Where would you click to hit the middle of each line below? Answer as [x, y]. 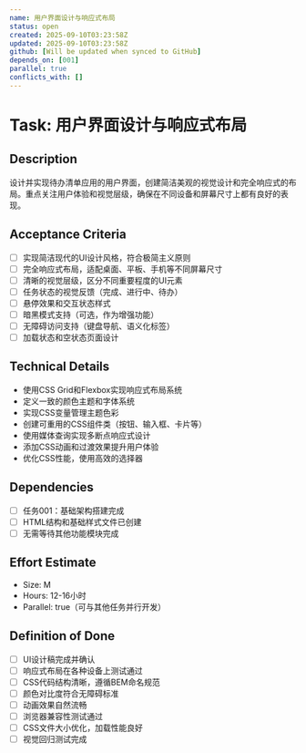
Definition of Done [62, 636]
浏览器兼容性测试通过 [62, 716]
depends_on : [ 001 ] [44, 60]
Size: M [37, 584]
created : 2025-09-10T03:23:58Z [69, 35]
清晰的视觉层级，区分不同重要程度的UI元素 [102, 280]
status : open [34, 26]
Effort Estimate [53, 563]
